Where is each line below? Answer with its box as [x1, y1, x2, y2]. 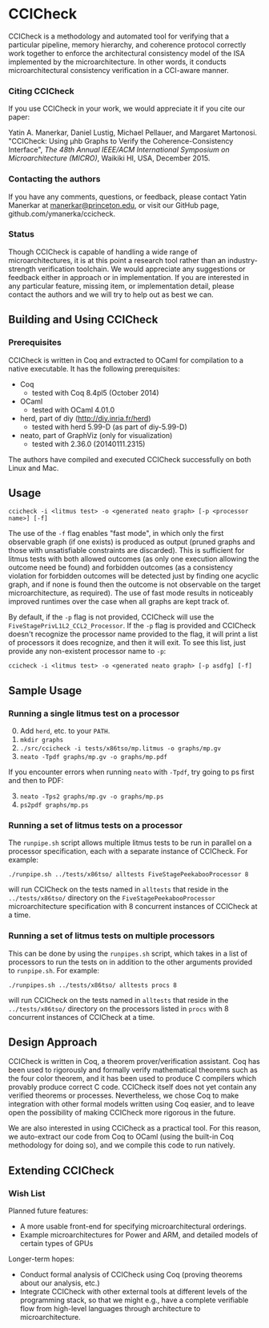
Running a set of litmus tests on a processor [8, 819, 183, 831]
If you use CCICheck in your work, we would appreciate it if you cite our [8, 104, 246, 113]
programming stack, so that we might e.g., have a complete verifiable [19, 1295, 249, 1305]
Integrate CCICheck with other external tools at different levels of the [19, 1287, 247, 1297]
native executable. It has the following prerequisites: [8, 363, 180, 373]
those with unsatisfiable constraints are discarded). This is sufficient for [8, 546, 245, 555]
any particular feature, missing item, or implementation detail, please [8, 281, 235, 290]
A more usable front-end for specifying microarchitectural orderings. [19, 1221, 247, 1232]
